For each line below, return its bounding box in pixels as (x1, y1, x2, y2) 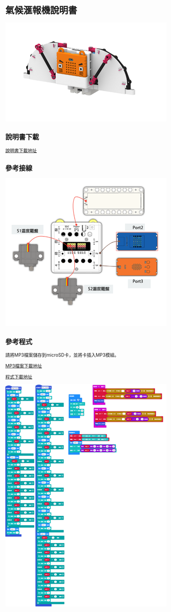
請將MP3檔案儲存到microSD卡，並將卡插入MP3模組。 (5, 352, 119, 358)
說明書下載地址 (5, 147, 37, 153)
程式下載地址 (5, 374, 32, 380)
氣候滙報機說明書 (5, 5, 78, 16)
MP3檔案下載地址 (5, 363, 42, 369)
